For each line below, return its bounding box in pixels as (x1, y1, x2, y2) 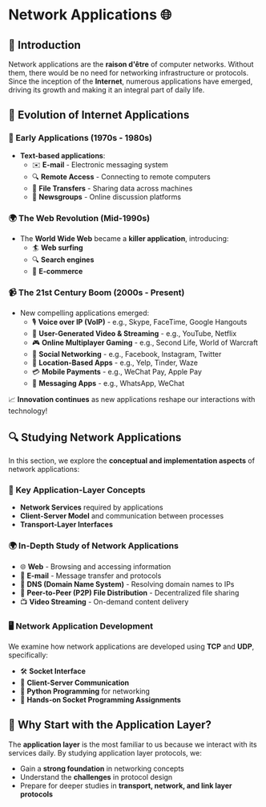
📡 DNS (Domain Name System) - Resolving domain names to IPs (19, 579, 235, 588)
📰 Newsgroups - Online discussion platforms (31, 191, 182, 202)
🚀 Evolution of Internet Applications (8, 109, 190, 122)
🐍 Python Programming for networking (19, 686, 151, 696)
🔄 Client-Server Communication (19, 678, 130, 687)
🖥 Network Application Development (8, 621, 154, 632)
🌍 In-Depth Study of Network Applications (8, 540, 179, 551)
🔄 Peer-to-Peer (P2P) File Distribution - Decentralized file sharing (19, 588, 240, 597)
